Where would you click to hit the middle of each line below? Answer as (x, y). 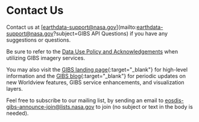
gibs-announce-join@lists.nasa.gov (50, 106)
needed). (17, 113)
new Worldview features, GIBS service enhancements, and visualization (96, 82)
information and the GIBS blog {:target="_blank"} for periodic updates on (96, 76)
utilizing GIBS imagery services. (46, 58)
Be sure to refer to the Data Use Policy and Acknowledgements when (92, 51)
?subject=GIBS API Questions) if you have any (110, 33)
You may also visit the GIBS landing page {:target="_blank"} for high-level (97, 69)
